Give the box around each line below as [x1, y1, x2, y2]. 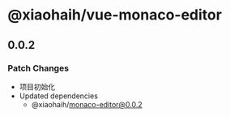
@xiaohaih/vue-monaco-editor [7, 6, 222, 24]
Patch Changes [7, 63, 70, 74]
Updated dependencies [19, 91, 99, 101]
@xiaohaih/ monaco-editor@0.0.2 [31, 99, 143, 109]
